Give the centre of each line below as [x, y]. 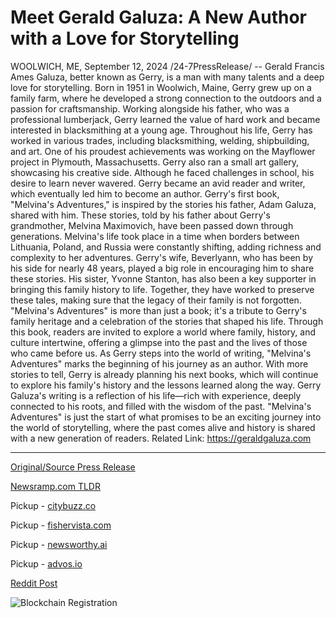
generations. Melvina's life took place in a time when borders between [155, 236]
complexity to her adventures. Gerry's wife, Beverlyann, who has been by [161, 257]
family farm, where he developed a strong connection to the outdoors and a [166, 98]
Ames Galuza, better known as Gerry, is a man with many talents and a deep [167, 77]
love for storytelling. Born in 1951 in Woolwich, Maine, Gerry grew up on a [161, 87]
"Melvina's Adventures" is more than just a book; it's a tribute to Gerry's [158, 310]
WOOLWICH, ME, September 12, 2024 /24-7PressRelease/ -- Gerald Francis [167, 66]
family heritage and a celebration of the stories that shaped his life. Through [167, 321]
